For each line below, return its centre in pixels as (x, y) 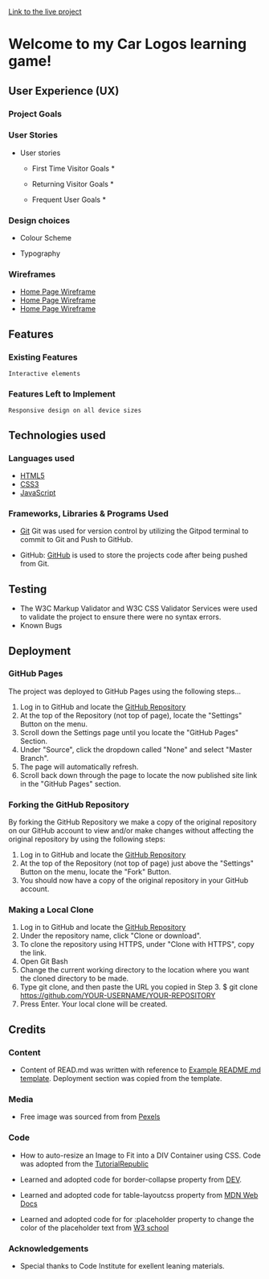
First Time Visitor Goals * (73, 168)
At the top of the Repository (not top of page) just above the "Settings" (137, 863)
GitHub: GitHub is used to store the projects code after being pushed (134, 555)
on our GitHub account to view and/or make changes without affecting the (131, 831)
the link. (33, 953)
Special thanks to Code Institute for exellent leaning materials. (122, 1266)
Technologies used (57, 435)
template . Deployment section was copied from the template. (121, 1079)
